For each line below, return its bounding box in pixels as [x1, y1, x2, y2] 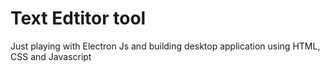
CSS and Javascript [10, 50, 92, 62]
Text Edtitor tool [10, 7, 147, 30]
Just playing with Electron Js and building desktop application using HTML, [10, 40, 321, 52]
